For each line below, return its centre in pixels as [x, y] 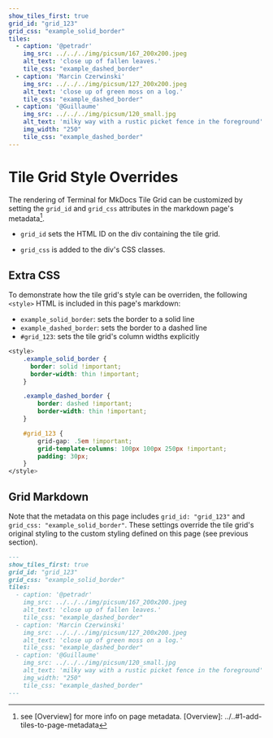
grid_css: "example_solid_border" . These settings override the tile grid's [131, 524]
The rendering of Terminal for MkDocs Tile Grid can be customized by [126, 199]
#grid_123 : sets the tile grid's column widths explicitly [110, 336]
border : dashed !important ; [85, 404]
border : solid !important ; [76, 367]
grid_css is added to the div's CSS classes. [93, 250]
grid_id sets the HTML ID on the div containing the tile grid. [120, 234]
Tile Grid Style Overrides [93, 177]
